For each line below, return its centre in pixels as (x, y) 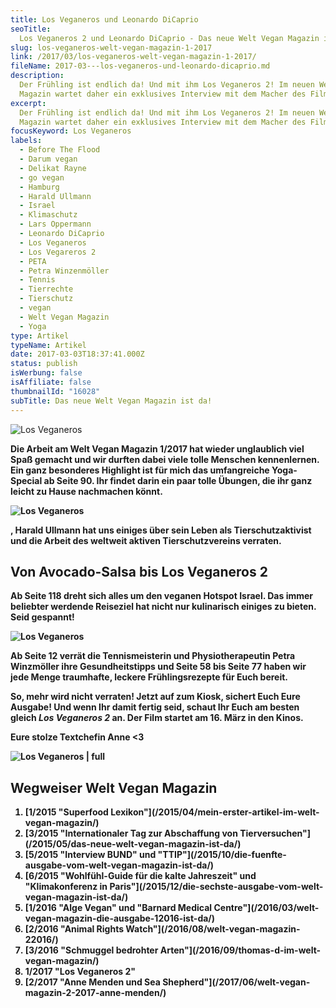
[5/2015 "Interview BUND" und (90, 855)
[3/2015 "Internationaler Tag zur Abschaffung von (131, 833)
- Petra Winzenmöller (64, 271)
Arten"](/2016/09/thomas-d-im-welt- (240, 950)
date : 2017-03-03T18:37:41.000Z (77, 354)
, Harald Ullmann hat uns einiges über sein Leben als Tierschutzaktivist (161, 530)
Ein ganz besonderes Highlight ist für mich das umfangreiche (140, 470)
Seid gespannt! (42, 617)
